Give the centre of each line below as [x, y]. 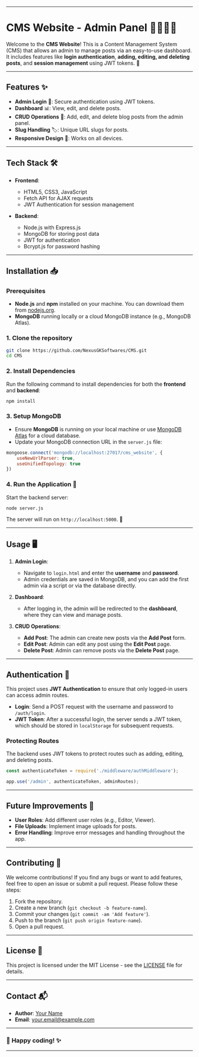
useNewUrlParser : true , [46, 458]
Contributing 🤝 [34, 863]
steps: [14, 890]
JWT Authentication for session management [79, 204]
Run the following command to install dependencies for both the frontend [96, 384]
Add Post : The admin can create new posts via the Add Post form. [105, 638]
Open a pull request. [40, 926]
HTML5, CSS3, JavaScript [55, 192]
